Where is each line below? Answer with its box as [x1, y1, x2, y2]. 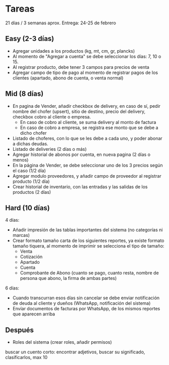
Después [5, 326, 34, 334]
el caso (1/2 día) [12, 168, 46, 174]
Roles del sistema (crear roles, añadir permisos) [12, 339, 112, 345]
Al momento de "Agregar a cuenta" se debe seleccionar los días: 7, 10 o [12, 53, 161, 59]
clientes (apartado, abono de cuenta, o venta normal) [12, 74, 124, 81]
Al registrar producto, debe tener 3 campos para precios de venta [12, 64, 150, 70]
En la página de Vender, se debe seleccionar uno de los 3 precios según [12, 162, 163, 168]
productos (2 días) [12, 189, 51, 195]
